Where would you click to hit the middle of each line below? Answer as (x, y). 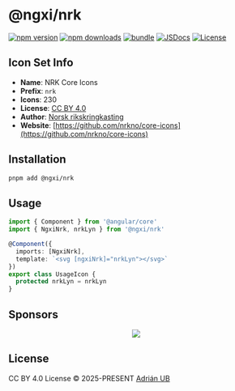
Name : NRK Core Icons (59, 82)
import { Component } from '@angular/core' (83, 222)
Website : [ (38, 125)
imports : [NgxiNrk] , (50, 251)
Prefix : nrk (38, 91)
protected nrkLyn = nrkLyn (61, 282)
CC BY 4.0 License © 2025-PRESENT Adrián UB (89, 378)
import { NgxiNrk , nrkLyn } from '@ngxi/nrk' (86, 229)
